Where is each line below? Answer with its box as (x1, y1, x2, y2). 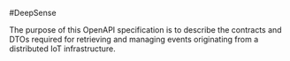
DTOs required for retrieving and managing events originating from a (9, 34, 259, 44)
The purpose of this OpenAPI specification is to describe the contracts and (9, 25, 282, 34)
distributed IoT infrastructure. (9, 43, 117, 54)
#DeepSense (9, 8, 57, 18)
